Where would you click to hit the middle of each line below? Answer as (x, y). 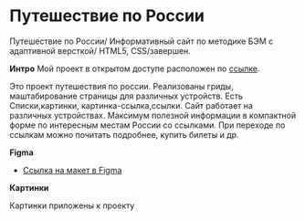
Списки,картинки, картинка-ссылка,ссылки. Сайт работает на (131, 105)
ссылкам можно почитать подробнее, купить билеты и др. (124, 134)
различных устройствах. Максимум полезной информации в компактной (153, 115)
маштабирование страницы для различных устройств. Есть (126, 96)
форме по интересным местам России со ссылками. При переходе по (147, 125)
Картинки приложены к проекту (72, 205)
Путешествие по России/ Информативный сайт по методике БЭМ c (142, 41)
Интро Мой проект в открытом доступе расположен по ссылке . (135, 68)
